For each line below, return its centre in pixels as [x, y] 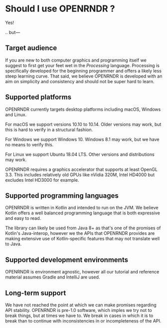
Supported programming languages [62, 196]
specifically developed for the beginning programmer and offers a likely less [83, 71]
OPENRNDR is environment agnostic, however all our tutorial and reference [82, 272]
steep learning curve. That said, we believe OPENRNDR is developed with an [84, 76]
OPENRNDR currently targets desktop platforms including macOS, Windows [83, 109]
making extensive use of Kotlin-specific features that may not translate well [83, 239]
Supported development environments [67, 260]
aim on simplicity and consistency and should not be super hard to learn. [80, 81]
